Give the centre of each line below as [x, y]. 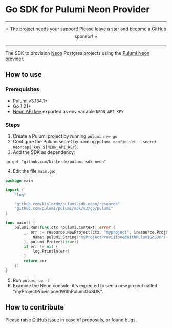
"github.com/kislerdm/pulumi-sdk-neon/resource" [67, 204]
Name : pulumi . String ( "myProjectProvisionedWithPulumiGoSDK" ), [100, 237]
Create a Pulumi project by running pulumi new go [65, 136]
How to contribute [35, 307]
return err [35, 261]
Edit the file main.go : [34, 171]
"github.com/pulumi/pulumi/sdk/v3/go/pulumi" [64, 209]
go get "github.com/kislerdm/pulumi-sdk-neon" [56, 162]
